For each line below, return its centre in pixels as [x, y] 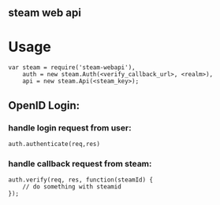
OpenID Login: [44, 105]
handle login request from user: [70, 127]
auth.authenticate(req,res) [54, 145]
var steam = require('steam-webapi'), [72, 68]
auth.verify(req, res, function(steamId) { [81, 180]
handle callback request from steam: [80, 163]
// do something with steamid [72, 187]
